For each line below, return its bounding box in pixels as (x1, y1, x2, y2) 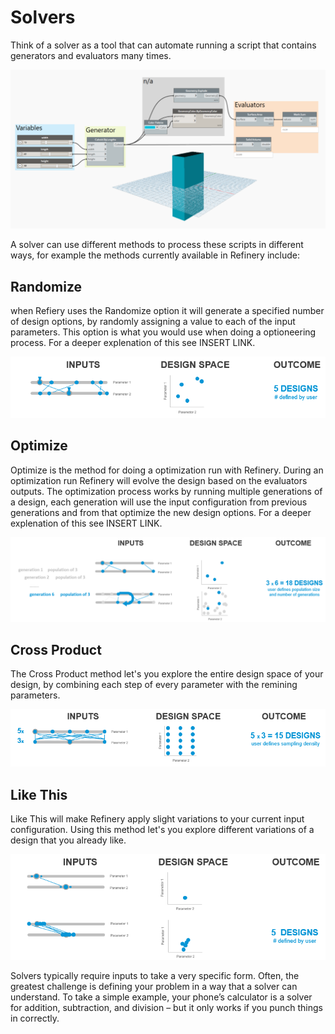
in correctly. (10, 1012, 60, 1024)
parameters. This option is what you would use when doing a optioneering (10, 326, 317, 338)
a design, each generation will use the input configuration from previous (10, 496, 308, 508)
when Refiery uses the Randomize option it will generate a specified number (10, 305, 325, 317)
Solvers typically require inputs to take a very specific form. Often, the (10, 969, 300, 981)
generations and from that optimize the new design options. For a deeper (10, 506, 312, 518)
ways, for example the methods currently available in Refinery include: (10, 249, 300, 261)
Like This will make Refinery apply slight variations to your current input (10, 812, 305, 825)
